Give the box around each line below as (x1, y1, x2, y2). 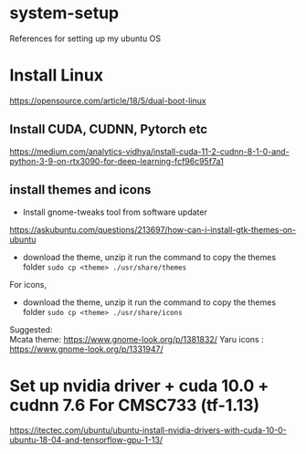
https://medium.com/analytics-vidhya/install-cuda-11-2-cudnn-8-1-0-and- (9, 145, 290, 157)
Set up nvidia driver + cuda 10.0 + (9, 375, 269, 396)
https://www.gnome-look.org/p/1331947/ (9, 343, 164, 354)
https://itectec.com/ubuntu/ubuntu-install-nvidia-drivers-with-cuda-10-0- (9, 425, 287, 436)
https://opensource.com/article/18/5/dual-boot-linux (9, 95, 207, 106)
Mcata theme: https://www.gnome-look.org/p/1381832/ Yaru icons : (9, 333, 264, 344)
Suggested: (9, 323, 53, 335)
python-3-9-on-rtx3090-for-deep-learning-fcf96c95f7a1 (9, 155, 224, 166)
